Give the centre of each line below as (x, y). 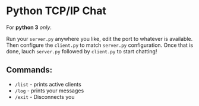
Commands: (29, 70)
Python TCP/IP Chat (56, 11)
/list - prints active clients (48, 84)
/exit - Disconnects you (45, 97)
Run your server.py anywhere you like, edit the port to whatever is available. (99, 38)
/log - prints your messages (49, 91)
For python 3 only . (29, 27)
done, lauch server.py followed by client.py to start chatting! (82, 51)
